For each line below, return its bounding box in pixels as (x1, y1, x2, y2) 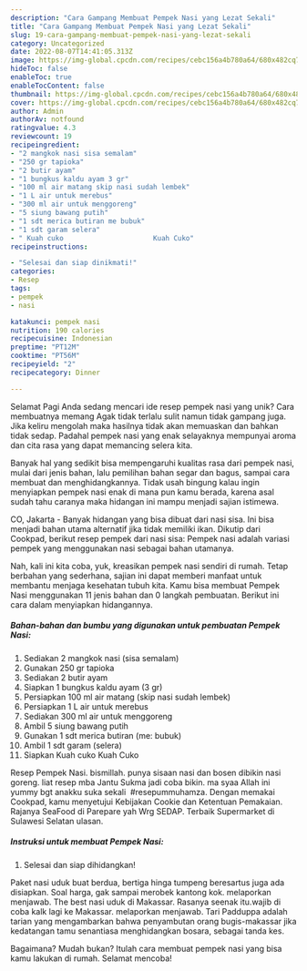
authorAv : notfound (10, 115, 85, 124)
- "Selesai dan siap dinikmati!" (10, 259, 138, 268)
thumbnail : (10, 89, 52, 98)
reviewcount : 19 (10, 132, 72, 141)
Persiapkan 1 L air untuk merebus (23, 700, 148, 711)
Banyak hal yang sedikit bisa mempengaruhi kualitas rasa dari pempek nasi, (10, 457, 295, 468)
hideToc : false (10, 65, 68, 74)
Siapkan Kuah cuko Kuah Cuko (23, 749, 139, 761)
